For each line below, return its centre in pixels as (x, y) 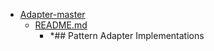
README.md (61, 25)
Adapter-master (52, 14)
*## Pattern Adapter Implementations (127, 35)
